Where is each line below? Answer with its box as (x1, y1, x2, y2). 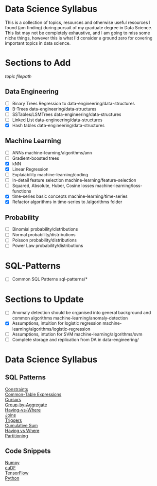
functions (12, 188, 32, 194)
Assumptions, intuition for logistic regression (12, 320, 102, 326)
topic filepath (5, 73, 32, 79)
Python (5, 475, 19, 481)
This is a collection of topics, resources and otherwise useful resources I (5, 19, 151, 25)
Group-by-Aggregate (5, 402, 47, 408)
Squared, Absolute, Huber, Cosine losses (12, 183, 95, 188)
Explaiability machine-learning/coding (12, 172, 88, 178)
